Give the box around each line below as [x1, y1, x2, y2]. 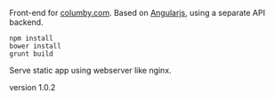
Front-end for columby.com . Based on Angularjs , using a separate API [9, 8, 265, 18]
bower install [9, 42, 62, 50]
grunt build [9, 50, 53, 58]
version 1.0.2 [9, 82, 56, 92]
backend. [9, 17, 44, 27]
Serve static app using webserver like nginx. [9, 65, 172, 75]
